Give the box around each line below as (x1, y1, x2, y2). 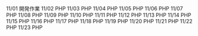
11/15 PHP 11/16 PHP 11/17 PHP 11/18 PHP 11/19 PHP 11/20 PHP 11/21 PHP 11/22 (6, 18, 193, 24)
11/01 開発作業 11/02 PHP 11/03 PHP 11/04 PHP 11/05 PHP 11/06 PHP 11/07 (6, 5, 183, 12)
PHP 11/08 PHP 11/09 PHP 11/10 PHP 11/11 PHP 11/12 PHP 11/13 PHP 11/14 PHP (6, 12, 191, 19)
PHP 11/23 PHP (6, 24, 43, 31)
